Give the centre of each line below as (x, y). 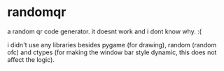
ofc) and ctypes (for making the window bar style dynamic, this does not (112, 52)
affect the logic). (31, 59)
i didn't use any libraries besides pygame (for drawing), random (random (112, 45)
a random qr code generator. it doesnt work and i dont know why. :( (104, 31)
